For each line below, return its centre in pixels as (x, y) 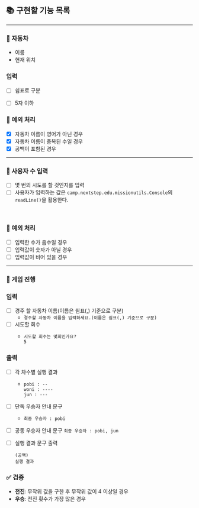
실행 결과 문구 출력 (36, 443)
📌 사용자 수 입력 (27, 171)
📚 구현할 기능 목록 (38, 11)
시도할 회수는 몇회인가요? (50, 337)
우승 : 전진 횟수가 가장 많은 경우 (50, 499)
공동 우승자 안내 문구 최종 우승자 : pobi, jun (67, 430)
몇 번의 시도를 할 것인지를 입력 (49, 185)
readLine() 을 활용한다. (41, 200)
